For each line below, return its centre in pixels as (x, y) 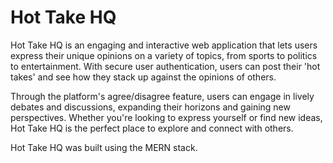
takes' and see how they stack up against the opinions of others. (143, 77)
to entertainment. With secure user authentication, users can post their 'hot (165, 66)
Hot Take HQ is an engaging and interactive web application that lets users (164, 45)
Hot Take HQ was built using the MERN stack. (104, 147)
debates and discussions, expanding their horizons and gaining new (150, 107)
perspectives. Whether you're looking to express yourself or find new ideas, (166, 117)
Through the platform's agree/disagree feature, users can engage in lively (162, 96)
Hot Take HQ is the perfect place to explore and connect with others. (152, 128)
